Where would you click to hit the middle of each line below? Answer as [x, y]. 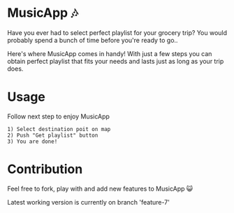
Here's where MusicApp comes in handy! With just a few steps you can [110, 53]
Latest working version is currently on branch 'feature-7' [88, 202]
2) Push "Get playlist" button [53, 135]
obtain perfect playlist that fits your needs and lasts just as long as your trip [116, 61]
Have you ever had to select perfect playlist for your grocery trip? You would [117, 32]
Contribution [45, 169]
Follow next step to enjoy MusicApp [59, 116]
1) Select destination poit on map [59, 129]
